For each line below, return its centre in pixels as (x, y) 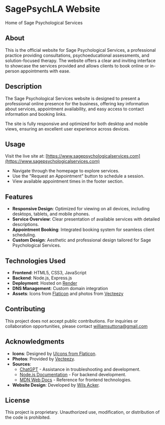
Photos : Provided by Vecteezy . (44, 359)
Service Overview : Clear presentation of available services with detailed (86, 219)
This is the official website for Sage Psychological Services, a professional (81, 50)
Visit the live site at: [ (26, 156)
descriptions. (26, 225)
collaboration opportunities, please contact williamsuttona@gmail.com (76, 326)
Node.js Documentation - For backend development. (73, 374)
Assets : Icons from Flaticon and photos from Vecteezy (68, 294)
